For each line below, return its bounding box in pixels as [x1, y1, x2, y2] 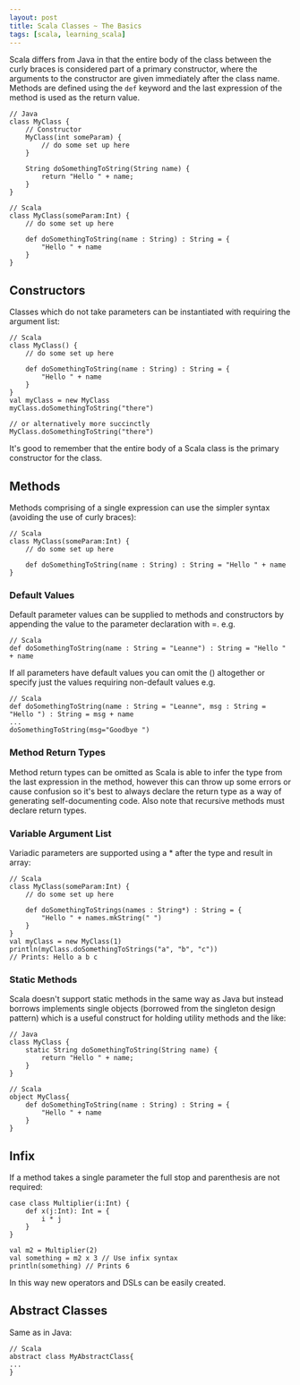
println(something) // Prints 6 [9, 1261, 130, 1270]
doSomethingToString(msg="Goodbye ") [9, 726, 150, 735]
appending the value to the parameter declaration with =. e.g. [9, 619, 236, 629]
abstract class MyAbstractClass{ [9, 1352, 134, 1361]
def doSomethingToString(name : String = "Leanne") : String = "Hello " [9, 644, 287, 654]
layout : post [9, 13, 58, 22]
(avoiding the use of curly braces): [9, 512, 137, 522]
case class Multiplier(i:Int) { [9, 1199, 130, 1208]
